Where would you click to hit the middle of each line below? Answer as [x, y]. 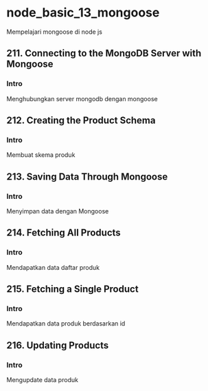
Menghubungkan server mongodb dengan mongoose [82, 98]
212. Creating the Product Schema [81, 121]
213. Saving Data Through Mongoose [87, 177]
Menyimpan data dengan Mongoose [58, 211]
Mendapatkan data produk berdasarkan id [66, 324]
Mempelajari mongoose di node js [54, 32]
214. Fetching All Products [63, 233]
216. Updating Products [58, 345]
